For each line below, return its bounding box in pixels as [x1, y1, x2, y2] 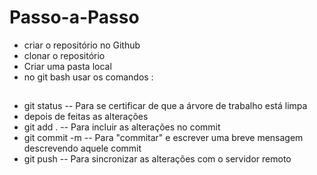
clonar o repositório [23, 49, 106, 61]
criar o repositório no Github [23, 39, 141, 51]
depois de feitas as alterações [23, 111, 149, 123]
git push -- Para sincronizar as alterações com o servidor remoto [23, 153, 292, 165]
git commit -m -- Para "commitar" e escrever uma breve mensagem [23, 132, 304, 144]
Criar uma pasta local [23, 60, 112, 72]
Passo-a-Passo [9, 6, 140, 29]
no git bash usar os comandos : [23, 71, 154, 83]
